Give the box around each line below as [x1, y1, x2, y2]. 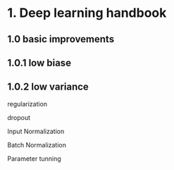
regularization [7, 99, 48, 108]
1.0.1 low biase [7, 56, 72, 68]
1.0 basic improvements [7, 33, 115, 45]
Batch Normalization [7, 140, 67, 149]
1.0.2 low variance [7, 81, 89, 93]
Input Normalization [7, 127, 65, 135]
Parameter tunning [7, 154, 61, 163]
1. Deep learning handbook [7, 5, 167, 21]
